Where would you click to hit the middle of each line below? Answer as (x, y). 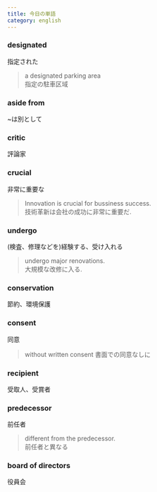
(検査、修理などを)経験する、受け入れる (65, 246)
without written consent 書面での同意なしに (88, 354)
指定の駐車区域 (46, 84)
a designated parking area (62, 76)
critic (17, 138)
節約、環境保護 (29, 304)
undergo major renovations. (65, 260)
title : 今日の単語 (32, 14)
